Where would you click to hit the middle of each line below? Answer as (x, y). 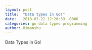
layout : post (19, 10)
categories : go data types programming (46, 24)
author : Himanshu (23, 28)
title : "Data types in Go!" (35, 14)
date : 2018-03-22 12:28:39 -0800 (42, 19)
